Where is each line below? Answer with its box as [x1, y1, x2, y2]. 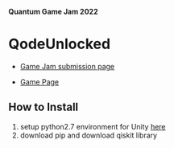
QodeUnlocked [8, 35, 111, 53]
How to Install [8, 101, 79, 114]
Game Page [19, 76, 60, 87]
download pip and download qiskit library [19, 130, 158, 140]
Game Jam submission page [19, 61, 115, 71]
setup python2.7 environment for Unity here [19, 121, 167, 131]
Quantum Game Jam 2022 [8, 7, 98, 16]
